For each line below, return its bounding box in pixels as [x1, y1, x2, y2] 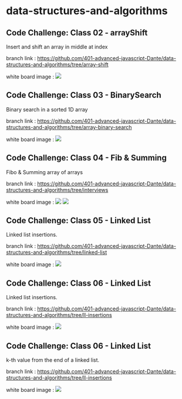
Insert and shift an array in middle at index [6, 43, 108, 50]
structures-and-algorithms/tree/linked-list [6, 249, 107, 256]
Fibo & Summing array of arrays [6, 168, 83, 175]
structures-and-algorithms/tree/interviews [6, 186, 109, 193]
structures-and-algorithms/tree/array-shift [6, 61, 109, 68]
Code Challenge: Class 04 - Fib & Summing [6, 153, 167, 163]
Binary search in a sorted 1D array [6, 106, 88, 113]
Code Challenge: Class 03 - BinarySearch [6, 90, 161, 100]
